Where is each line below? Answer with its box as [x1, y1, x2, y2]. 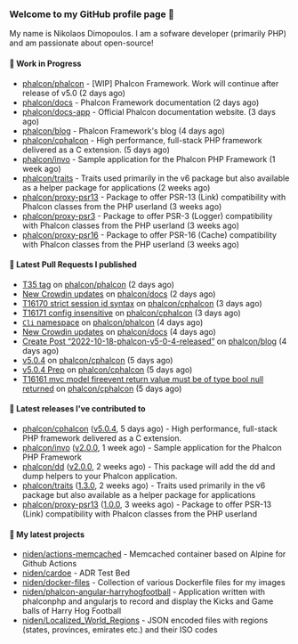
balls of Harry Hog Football [21, 606, 122, 616]
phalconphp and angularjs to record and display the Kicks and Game [21, 596, 274, 607]
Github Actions [21, 558, 77, 569]
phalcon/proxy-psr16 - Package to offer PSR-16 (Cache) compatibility [21, 229, 278, 240]
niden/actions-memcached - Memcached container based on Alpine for [21, 549, 286, 559]
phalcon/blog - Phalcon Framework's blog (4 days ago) [21, 125, 225, 136]
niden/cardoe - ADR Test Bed [21, 567, 131, 578]
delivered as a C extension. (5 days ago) [21, 144, 171, 155]
